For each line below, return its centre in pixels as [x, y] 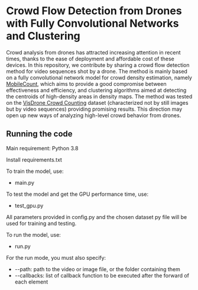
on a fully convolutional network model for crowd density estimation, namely [99, 78]
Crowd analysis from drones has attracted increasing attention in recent [94, 52]
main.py [24, 182]
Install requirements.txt [34, 159]
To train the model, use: [35, 171]
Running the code [39, 134]
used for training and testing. [41, 223]
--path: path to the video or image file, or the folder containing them [97, 269]
